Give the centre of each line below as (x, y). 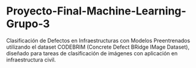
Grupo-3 (28, 24)
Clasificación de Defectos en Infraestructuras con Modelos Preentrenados (98, 40)
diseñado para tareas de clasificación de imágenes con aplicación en (92, 53)
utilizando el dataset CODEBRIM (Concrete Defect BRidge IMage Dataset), (98, 47)
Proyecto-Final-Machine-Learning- (96, 11)
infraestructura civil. (31, 60)
